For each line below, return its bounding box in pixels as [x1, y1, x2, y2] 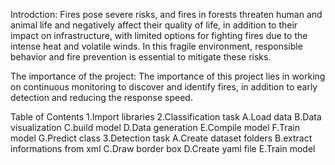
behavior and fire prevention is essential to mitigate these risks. [10, 51, 272, 63]
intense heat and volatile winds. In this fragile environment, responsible [10, 40, 303, 52]
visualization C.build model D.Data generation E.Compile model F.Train [10, 122, 300, 133]
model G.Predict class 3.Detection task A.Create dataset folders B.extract [10, 132, 313, 144]
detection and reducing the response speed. [10, 92, 193, 103]
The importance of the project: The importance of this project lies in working [10, 70, 326, 82]
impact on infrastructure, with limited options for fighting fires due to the [10, 30, 308, 41]
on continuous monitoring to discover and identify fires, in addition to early [10, 81, 318, 93]
